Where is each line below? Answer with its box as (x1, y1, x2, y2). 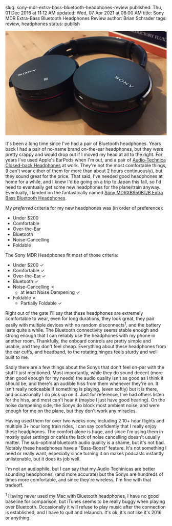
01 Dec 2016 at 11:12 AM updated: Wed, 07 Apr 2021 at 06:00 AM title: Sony (5, 10, 164, 16)
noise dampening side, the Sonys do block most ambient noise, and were (5, 402, 160, 409)
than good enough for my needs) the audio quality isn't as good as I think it (5, 375, 164, 381)
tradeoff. (5, 482, 24, 489)
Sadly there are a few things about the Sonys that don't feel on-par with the (5, 364, 165, 371)
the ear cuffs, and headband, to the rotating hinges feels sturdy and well (5, 349, 158, 355)
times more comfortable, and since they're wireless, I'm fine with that (5, 477, 152, 483)
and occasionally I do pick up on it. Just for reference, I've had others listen (5, 392, 165, 398)
